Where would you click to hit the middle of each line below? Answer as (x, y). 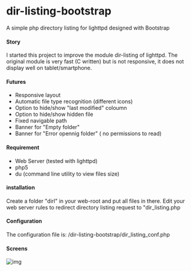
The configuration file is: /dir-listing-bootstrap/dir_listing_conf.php (88, 234)
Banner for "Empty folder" (47, 127)
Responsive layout (38, 95)
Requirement (23, 147)
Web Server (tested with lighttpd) (56, 161)
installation (20, 188)
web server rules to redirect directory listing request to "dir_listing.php (93, 207)
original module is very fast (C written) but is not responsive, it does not (95, 62)
